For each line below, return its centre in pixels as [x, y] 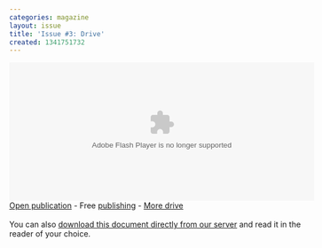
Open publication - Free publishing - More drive [96, 205]
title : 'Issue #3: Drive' [57, 34]
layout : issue [35, 26]
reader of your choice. [50, 234]
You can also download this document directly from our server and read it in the [155, 225]
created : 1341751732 [47, 42]
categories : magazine [49, 17]
